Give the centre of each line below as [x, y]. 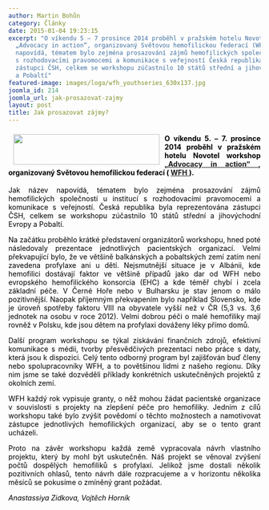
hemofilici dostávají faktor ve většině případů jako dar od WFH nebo [134, 274]
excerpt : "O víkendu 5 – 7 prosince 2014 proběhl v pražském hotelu [125, 38]
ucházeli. [23, 433]
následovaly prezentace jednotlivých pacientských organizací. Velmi [134, 249]
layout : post [30, 105]
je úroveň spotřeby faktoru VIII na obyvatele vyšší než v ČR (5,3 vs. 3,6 [134, 308]
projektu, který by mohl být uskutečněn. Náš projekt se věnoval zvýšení [134, 457]
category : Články [37, 23]
